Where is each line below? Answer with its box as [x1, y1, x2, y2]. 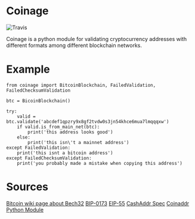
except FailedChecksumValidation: [6, 155, 92, 161]
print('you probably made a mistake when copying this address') [17, 160, 183, 166]
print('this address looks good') [27, 129, 113, 135]
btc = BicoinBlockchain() [6, 98, 70, 104]
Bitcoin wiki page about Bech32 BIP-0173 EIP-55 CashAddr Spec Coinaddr [6, 199, 190, 207]
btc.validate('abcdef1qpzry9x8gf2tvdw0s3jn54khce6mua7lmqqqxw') [6, 118, 169, 124]
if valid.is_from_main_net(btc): [17, 124, 100, 130]
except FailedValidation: [6, 145, 70, 151]
